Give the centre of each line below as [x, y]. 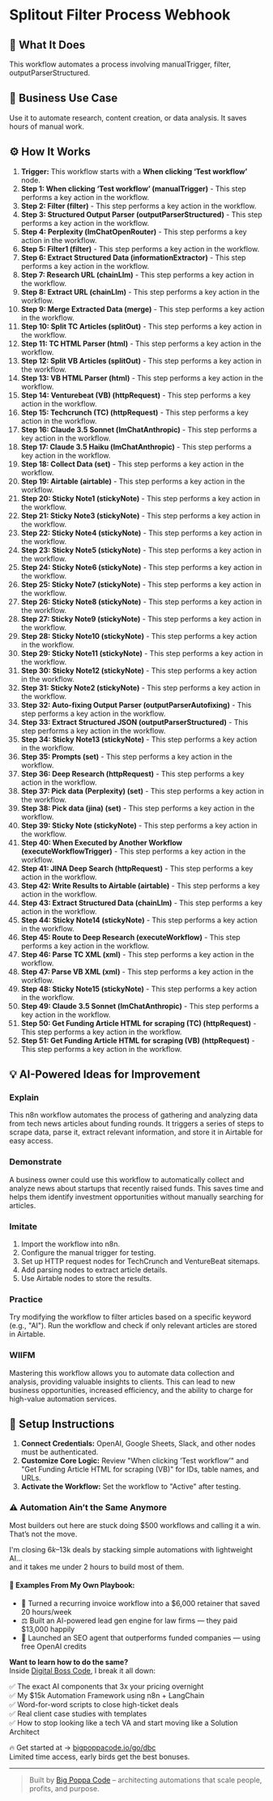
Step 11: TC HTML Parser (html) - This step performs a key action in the [141, 343]
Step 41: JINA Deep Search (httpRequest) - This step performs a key [137, 868]
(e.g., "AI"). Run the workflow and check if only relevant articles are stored [133, 1326]
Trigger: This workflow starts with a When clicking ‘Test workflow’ [134, 171]
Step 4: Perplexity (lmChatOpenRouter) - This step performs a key [134, 232]
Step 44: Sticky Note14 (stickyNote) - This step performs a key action [139, 920]
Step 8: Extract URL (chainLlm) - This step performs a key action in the [140, 292]
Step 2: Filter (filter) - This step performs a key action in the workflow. [139, 206]
